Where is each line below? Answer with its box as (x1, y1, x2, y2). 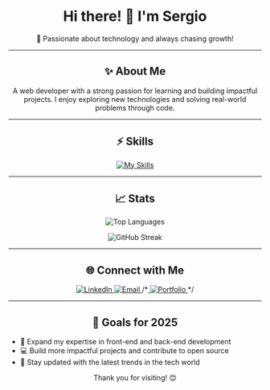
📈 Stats (115, 192, 155, 205)
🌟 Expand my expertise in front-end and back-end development (19, 337, 231, 346)
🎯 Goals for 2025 (92, 315, 178, 329)
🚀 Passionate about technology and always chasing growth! (35, 34, 235, 43)
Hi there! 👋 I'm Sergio (63, 7, 207, 26)
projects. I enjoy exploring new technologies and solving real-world (23, 94, 247, 104)
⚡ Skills (116, 135, 154, 148)
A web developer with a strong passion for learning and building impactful (12, 86, 258, 95)
